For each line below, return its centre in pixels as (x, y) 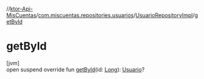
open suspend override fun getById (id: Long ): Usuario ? (76, 69)
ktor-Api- (22, 9)
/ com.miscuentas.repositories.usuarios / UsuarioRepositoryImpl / (115, 15)
